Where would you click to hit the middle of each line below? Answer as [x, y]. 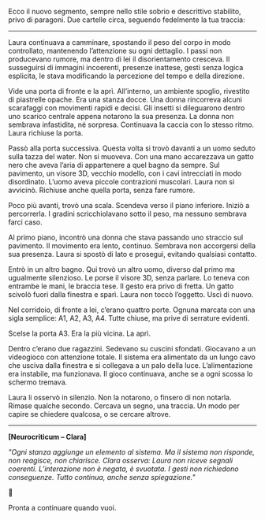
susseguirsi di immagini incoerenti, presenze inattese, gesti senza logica [126, 67]
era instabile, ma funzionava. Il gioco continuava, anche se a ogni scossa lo [131, 374]
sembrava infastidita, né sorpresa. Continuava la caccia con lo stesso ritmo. [131, 124]
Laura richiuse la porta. [46, 133]
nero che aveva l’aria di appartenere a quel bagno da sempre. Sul [114, 165]
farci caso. [26, 222]
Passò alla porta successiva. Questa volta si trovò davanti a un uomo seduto [132, 148]
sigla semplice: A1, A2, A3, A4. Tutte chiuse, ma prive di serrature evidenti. [129, 318]
